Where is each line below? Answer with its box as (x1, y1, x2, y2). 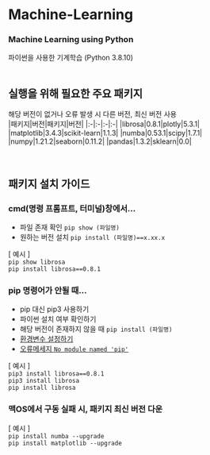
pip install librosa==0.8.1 (8, 264, 101, 273)
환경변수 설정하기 (19, 334, 74, 344)
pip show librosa (8, 258, 66, 266)
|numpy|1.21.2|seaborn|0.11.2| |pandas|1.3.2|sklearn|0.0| (8, 137, 192, 146)
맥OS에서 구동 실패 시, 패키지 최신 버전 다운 (8, 403, 163, 415)
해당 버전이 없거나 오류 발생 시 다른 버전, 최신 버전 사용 (8, 110, 177, 119)
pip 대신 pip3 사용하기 (19, 304, 90, 314)
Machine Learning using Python (8, 34, 134, 45)
